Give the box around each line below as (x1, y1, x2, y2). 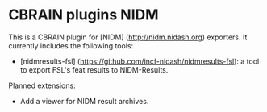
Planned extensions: (8, 81, 76, 90)
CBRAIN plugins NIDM (8, 6, 159, 24)
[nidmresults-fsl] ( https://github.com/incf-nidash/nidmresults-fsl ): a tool (19, 56, 260, 66)
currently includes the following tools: (8, 40, 134, 50)
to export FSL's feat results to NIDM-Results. (19, 64, 169, 74)
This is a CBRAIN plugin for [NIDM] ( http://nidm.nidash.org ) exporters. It (8, 32, 248, 42)
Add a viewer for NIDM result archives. (19, 96, 149, 106)
